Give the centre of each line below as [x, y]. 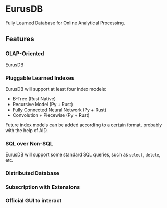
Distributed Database [32, 173]
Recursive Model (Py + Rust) [43, 104]
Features [20, 39]
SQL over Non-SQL [29, 143]
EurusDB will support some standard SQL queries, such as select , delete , [83, 155]
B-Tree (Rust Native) [34, 99]
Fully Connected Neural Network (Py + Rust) [59, 110]
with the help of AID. [27, 130]
